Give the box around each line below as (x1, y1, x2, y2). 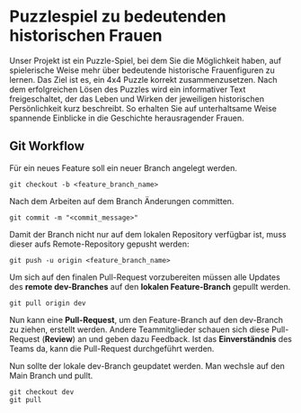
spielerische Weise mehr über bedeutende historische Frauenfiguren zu (9, 65, 276, 76)
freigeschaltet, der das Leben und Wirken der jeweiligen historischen (9, 93, 265, 104)
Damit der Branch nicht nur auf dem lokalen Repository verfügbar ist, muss (9, 229, 287, 239)
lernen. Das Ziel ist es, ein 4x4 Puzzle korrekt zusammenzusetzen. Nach (9, 74, 278, 85)
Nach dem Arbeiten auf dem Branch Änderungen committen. (9, 195, 235, 206)
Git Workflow (9, 139, 85, 154)
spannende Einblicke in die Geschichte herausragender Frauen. (9, 112, 244, 123)
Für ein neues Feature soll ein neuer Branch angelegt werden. (9, 162, 238, 173)
